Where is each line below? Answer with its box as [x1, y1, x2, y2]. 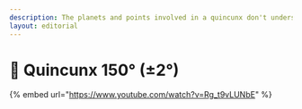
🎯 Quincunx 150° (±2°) [9, 60, 180, 80]
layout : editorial [9, 21, 78, 30]
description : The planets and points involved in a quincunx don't [9, 13, 268, 22]
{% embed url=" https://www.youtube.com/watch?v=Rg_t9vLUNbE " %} [9, 89, 272, 100]
